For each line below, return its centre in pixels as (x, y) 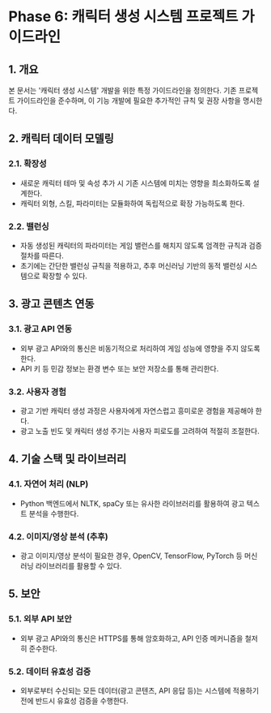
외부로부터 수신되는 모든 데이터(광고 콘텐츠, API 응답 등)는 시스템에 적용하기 (140, 690)
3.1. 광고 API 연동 (40, 329)
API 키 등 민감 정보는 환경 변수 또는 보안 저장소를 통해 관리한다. (119, 368)
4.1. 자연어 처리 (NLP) (49, 484)
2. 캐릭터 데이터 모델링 (61, 139)
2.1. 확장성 (28, 164)
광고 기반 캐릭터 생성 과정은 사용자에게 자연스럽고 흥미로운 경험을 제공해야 (137, 410)
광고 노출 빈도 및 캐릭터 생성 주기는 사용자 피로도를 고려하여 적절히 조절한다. (140, 431)
